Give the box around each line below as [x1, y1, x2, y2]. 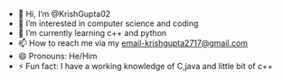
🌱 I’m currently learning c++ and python [17, 28, 167, 38]
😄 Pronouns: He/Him [17, 50, 98, 61]
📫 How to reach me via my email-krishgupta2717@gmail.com [17, 38, 249, 49]
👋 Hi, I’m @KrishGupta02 [17, 9, 111, 19]
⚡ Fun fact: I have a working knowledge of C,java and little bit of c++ [17, 61, 273, 71]
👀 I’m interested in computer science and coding [17, 18, 199, 29]
